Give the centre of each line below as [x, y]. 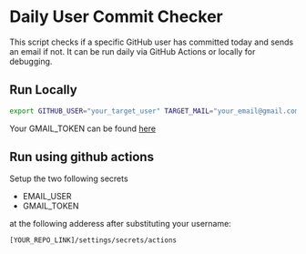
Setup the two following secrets [69, 178]
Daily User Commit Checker [116, 17]
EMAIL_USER [47, 197]
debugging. [31, 61]
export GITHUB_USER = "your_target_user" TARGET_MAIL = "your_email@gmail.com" [156, 111]
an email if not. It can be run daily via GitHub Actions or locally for [133, 51]
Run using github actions [82, 157]
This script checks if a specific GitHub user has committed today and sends [152, 42]
